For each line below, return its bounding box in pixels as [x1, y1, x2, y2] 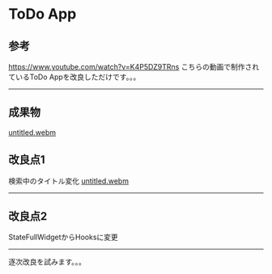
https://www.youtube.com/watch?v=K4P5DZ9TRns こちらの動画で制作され [8, 62, 260, 71]
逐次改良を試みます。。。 [8, 257, 87, 267]
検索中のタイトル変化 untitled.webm [8, 175, 130, 186]
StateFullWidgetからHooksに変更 [8, 232, 119, 242]
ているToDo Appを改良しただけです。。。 [8, 72, 141, 82]
